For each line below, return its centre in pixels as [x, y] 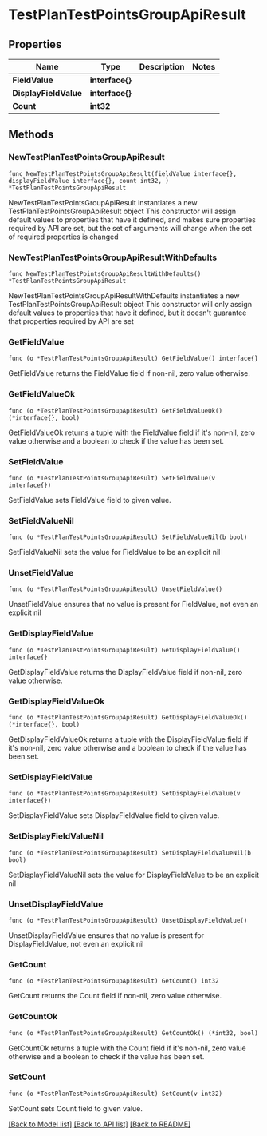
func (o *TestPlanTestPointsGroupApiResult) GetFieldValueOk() [116, 411]
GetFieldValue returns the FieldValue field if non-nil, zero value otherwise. [130, 373]
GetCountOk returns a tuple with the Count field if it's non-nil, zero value [128, 1048]
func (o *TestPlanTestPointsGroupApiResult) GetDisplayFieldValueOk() [128, 718]
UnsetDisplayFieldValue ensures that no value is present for [106, 935]
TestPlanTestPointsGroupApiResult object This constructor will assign [122, 211]
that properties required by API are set [71, 321]
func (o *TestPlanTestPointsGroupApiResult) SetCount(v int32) [116, 1094]
